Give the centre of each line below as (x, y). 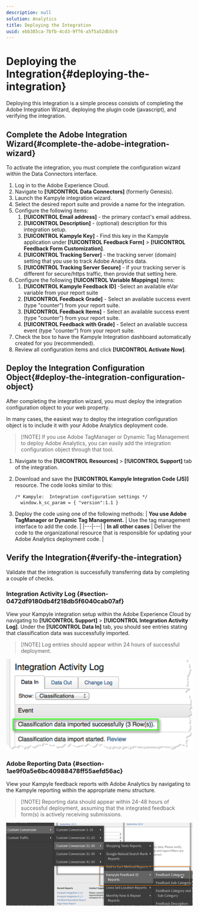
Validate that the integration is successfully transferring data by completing (98, 572)
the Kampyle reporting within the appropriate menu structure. (81, 790)
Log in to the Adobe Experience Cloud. (62, 185)
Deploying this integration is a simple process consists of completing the (95, 103)
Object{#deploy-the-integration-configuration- (96, 378)
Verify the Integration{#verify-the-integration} (94, 558)
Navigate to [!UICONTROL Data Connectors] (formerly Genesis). (94, 191)
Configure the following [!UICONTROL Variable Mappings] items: (95, 280)
